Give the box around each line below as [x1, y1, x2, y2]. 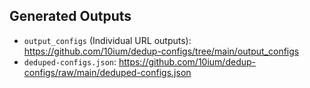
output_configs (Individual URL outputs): [23, 34, 192, 46]
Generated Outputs [9, 8, 132, 25]
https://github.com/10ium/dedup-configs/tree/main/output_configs [23, 45, 300, 57]
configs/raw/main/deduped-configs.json [23, 66, 192, 78]
